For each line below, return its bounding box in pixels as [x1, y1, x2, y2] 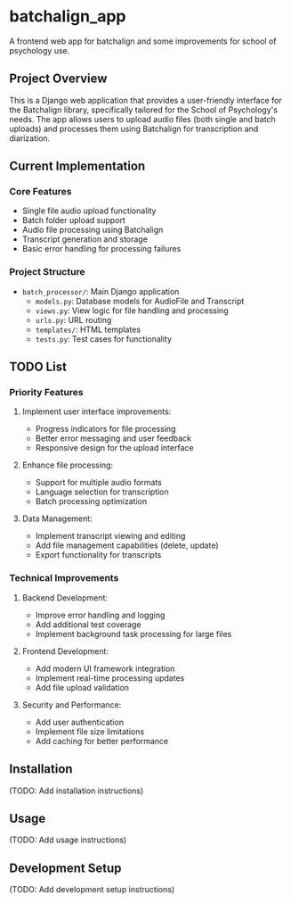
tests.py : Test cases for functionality [35, 333, 172, 344]
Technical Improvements [9, 572, 119, 584]
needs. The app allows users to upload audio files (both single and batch [9, 113, 276, 124]
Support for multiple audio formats [35, 477, 162, 488]
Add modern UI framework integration [35, 663, 175, 674]
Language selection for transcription [35, 486, 169, 497]
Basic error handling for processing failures [21, 244, 182, 254]
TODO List [9, 360, 67, 375]
